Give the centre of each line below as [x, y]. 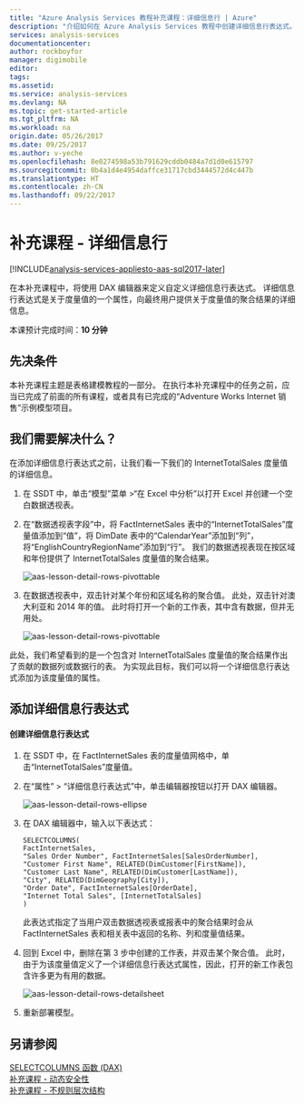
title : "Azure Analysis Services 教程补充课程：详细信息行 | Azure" [133, 18]
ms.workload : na [40, 128]
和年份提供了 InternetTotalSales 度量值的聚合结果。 [118, 558]
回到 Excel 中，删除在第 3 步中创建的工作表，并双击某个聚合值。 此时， [156, 953]
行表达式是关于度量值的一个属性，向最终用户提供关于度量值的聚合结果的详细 [152, 299]
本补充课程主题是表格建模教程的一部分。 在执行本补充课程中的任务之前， [146, 385]
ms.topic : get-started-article [69, 111]
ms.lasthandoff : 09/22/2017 [63, 196]
